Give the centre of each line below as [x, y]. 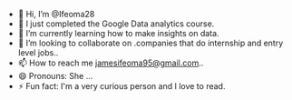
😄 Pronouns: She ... [55, 76]
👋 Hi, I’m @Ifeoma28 [56, 14]
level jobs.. [38, 53]
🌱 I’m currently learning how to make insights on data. [118, 33]
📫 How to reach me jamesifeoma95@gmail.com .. [111, 63]
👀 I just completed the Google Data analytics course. [116, 24]
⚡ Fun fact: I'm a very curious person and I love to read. [122, 86]
